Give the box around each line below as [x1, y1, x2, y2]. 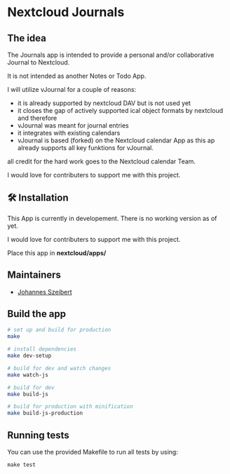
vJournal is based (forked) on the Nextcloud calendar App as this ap [17, 136, 215, 144]
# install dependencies [7, 346, 77, 353]
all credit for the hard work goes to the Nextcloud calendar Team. [7, 157, 196, 165]
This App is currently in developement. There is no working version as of [7, 214, 217, 222]
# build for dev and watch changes [7, 365, 111, 372]
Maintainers [7, 269, 62, 281]
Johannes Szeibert [17, 287, 72, 296]
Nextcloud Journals [7, 4, 125, 20]
